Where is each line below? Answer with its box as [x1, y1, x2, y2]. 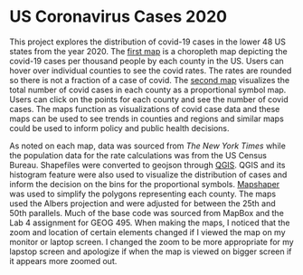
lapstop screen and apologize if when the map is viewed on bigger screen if [9, 246, 292, 257]
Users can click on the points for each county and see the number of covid [9, 93, 289, 105]
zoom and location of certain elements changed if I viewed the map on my [9, 226, 287, 237]
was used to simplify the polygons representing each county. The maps [9, 188, 277, 199]
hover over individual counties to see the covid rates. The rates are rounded [9, 65, 292, 76]
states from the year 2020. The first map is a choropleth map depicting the [9, 45, 288, 56]
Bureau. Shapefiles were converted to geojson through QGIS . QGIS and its [9, 159, 286, 170]
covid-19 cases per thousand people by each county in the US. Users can [9, 55, 285, 66]
